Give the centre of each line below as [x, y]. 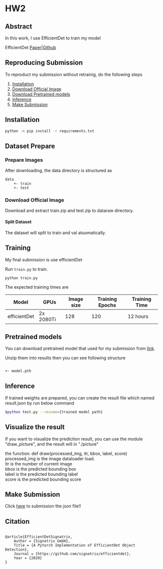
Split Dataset [18, 222]
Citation [17, 521]
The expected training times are [37, 287]
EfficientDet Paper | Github [31, 47]
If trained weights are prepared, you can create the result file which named [80, 398]
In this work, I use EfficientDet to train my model [53, 38]
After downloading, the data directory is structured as [59, 171]
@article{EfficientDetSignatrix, [39, 537]
